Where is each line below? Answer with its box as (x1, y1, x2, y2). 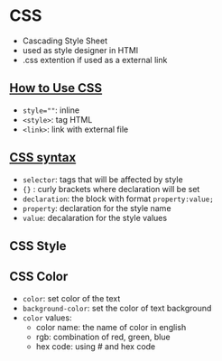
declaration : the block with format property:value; (22, 193, 214, 204)
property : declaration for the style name (22, 202, 171, 213)
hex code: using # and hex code (35, 340, 156, 352)
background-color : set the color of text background (22, 302, 212, 313)
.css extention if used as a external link (22, 54, 168, 65)
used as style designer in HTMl (22, 44, 138, 55)
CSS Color (9, 269, 69, 284)
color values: (22, 312, 72, 323)
